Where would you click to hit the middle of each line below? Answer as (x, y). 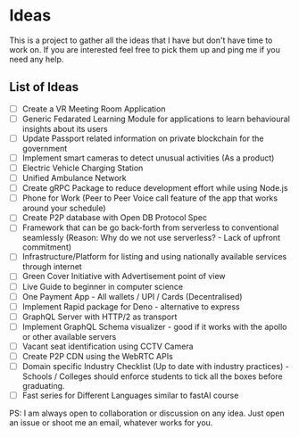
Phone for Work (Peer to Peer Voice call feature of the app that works (150, 198)
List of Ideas (44, 87)
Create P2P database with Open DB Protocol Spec (115, 218)
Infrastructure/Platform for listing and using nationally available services (154, 257)
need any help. (37, 59)
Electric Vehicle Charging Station (83, 168)
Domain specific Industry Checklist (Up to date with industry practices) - (156, 366)
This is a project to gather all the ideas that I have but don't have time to (141, 40)
